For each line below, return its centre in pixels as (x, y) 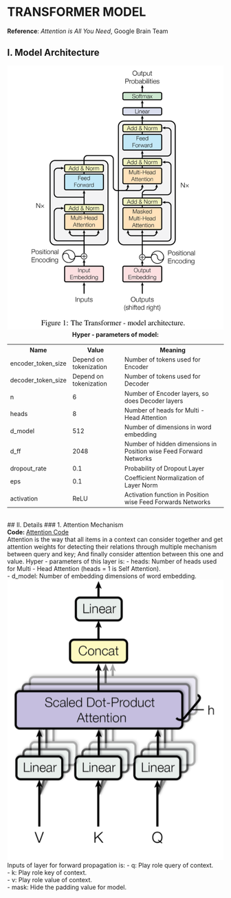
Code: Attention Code (38, 532)
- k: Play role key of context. (47, 873)
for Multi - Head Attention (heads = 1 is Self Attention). (84, 568)
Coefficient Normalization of (165, 478)
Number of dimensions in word (168, 427)
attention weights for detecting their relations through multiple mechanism (112, 546)
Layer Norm (141, 485)
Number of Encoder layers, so (167, 393)
